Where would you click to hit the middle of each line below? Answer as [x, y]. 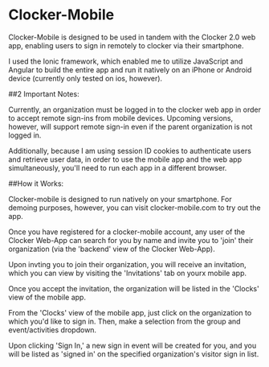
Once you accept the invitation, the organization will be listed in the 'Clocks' [134, 288]
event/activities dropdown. [53, 330]
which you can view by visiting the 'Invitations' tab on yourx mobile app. [128, 273]
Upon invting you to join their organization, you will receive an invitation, [127, 264]
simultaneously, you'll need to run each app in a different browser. [118, 167]
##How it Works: [36, 183]
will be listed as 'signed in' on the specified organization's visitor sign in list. [134, 354]
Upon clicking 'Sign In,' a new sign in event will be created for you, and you [132, 345]
